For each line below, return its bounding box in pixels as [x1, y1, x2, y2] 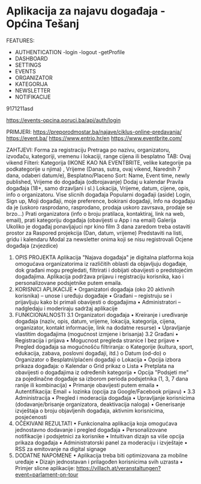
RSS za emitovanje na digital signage [14, 445, 107, 452]
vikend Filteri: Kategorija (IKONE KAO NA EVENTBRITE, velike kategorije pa [6, 159, 192, 166]
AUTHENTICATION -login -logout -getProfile [14, 48, 125, 55]
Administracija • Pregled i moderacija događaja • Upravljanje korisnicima [14, 394, 195, 401]
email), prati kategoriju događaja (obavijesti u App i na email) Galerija [6, 216, 176, 224]
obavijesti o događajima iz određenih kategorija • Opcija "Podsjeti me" [14, 369, 189, 376]
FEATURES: [6, 37, 35, 44]
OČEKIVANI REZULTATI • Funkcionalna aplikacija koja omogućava [14, 420, 178, 427]
